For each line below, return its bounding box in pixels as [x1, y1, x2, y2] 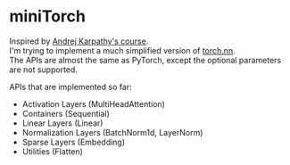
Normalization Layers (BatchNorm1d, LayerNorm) [21, 127, 203, 137]
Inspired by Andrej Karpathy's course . [9, 36, 149, 46]
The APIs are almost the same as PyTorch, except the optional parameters [9, 54, 282, 65]
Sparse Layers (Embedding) [21, 136, 126, 147]
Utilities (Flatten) [21, 145, 83, 157]
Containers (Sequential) [21, 108, 110, 119]
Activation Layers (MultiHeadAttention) [21, 98, 165, 109]
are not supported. [9, 64, 79, 75]
